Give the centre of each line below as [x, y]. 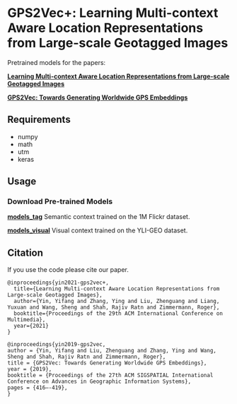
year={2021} [31, 326]
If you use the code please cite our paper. [68, 270]
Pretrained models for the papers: [57, 62]
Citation [25, 252]
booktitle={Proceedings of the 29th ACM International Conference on [118, 314]
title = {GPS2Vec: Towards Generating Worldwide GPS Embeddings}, [107, 363]
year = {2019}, [30, 369]
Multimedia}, [27, 320]
